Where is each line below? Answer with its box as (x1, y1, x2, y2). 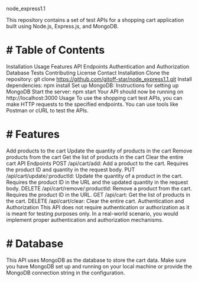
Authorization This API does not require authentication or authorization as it (6, 203, 190, 210)
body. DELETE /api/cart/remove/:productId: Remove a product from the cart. (6, 184, 192, 192)
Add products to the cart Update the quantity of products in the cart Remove (6, 147, 193, 154)
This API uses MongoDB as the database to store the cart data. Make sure (6, 257, 186, 264)
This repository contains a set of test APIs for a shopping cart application (6, 17, 184, 23)
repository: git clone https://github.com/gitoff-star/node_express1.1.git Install (6, 75, 192, 82)
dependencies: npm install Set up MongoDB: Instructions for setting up (6, 82, 179, 89)
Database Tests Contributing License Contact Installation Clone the (6, 69, 170, 76)
